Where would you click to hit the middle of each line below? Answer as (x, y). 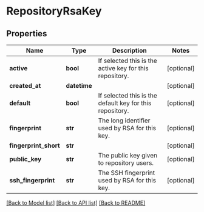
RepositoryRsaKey (54, 11)
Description (129, 51)
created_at (25, 86)
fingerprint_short (35, 145)
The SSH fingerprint (127, 173)
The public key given (128, 155)
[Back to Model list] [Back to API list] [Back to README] (76, 203)
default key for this (125, 103)
